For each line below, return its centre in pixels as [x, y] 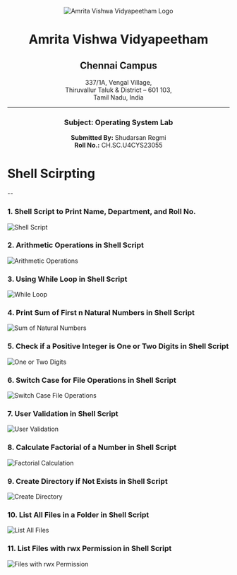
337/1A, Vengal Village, [119, 82]
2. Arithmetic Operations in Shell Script [76, 245]
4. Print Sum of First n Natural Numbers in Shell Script [101, 313]
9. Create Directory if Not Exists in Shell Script [87, 481]
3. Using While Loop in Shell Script [67, 279]
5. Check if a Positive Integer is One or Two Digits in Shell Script [118, 346]
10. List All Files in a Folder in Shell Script [78, 514]
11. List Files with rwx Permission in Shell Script [90, 549]
